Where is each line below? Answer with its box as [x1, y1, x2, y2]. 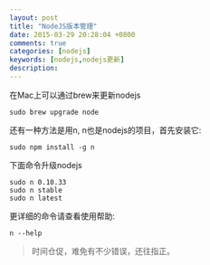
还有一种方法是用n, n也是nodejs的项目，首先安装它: [9, 124, 202, 136]
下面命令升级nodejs [9, 159, 83, 170]
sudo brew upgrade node [9, 108, 100, 117]
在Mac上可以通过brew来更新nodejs [9, 90, 141, 100]
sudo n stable [9, 185, 63, 194]
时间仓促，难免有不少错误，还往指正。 [31, 245, 175, 256]
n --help [9, 228, 43, 238]
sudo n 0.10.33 [9, 177, 67, 186]
